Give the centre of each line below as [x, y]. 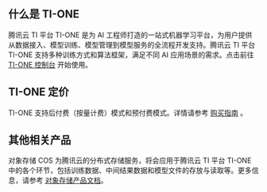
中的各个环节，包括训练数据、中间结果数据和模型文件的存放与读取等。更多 [130, 171]
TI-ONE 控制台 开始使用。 [50, 64]
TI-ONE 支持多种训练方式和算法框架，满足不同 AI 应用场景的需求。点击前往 [131, 55]
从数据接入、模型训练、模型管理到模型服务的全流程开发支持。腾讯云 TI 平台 [132, 44]
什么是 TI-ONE [44, 14]
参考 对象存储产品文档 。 [68, 180]
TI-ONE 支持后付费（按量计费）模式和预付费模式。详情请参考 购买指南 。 [128, 113]
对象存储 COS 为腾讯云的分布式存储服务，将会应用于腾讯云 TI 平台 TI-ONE [130, 160]
